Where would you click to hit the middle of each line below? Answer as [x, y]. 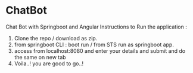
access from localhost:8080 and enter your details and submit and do [100, 50]
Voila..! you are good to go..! [49, 64]
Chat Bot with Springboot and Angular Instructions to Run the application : [96, 27]
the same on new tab [40, 57]
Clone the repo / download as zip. [56, 38]
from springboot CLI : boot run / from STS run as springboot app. [94, 45]
